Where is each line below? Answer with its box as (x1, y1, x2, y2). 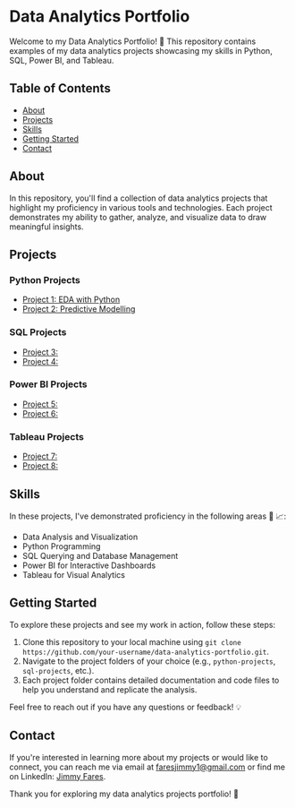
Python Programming (21, 540, 101, 552)
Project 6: (21, 408, 58, 418)
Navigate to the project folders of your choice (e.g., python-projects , (21, 656, 276, 666)
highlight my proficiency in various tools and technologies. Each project (9, 202, 273, 212)
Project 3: (21, 347, 58, 357)
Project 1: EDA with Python (21, 294, 121, 305)
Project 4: (21, 356, 59, 366)
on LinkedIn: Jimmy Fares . (9, 770, 106, 781)
